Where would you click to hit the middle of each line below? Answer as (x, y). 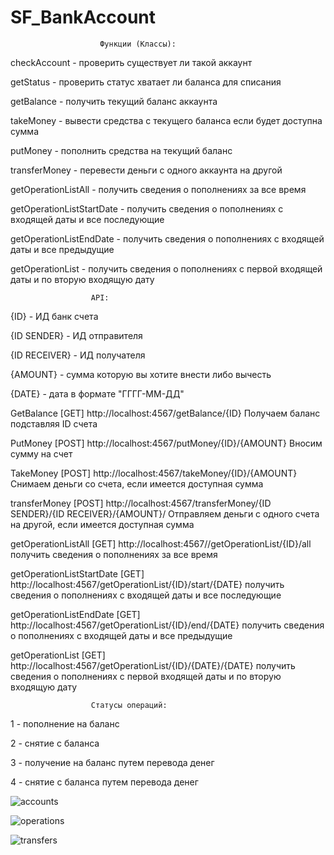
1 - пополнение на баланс (65, 723)
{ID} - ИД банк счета (54, 316)
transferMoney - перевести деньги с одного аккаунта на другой (146, 170)
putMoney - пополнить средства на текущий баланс (121, 150)
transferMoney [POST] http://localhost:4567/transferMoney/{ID (141, 503)
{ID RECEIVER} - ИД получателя (78, 355)
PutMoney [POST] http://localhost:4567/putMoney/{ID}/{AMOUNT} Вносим (166, 443)
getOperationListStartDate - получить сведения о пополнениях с (147, 208)
